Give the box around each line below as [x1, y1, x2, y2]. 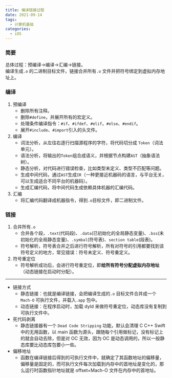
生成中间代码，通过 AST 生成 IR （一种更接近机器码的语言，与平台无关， [20, 171, 167, 177]
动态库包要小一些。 [38, 341, 79, 348]
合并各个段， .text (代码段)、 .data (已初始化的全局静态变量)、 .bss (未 [20, 230, 164, 236]
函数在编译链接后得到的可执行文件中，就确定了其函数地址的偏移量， [20, 354, 164, 361]
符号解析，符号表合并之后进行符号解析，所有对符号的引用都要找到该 [20, 242, 164, 249]
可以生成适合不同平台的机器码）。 [20, 177, 91, 184]
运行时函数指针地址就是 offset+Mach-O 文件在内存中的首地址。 [25, 367, 159, 373]
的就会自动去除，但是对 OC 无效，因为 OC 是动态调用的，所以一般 [20, 335, 160, 341]
